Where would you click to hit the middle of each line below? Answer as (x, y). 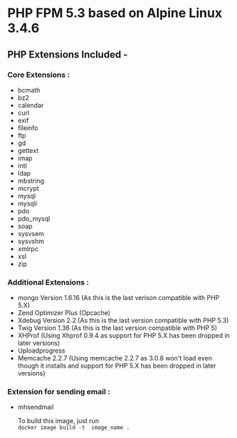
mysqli (27, 203)
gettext (28, 150)
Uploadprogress (41, 351)
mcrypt (28, 188)
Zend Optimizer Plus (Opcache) (64, 313)
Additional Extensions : (48, 282)
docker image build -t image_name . (74, 428)
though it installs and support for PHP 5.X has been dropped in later (117, 366)
